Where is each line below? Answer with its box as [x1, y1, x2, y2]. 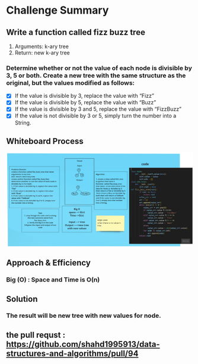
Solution [6, 294, 38, 304]
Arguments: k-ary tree [14, 43, 69, 50]
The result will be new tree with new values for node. [6, 312, 161, 320]
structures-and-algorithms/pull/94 [6, 348, 139, 359]
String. [14, 119, 31, 126]
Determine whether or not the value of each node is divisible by [6, 63, 193, 72]
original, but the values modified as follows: [6, 78, 135, 87]
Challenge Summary [6, 4, 109, 17]
